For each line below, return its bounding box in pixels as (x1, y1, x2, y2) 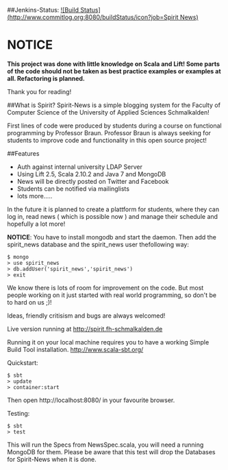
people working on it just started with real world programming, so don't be (7, 291, 217, 299)
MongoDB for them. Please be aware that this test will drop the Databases (7, 447, 216, 456)
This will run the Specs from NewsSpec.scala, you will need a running (7, 440, 204, 449)
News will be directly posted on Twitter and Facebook (16, 177, 169, 185)
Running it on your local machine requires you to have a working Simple (7, 338, 210, 346)
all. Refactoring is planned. (7, 74, 86, 82)
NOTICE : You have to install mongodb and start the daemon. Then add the (7, 233, 217, 241)
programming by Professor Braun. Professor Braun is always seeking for (7, 128, 211, 137)
